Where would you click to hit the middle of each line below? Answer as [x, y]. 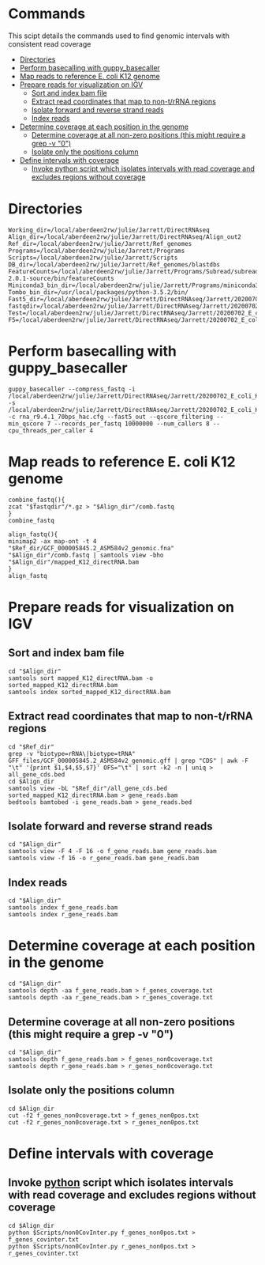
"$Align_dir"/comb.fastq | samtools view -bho [86, 555]
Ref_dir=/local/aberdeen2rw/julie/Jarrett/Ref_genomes [100, 244]
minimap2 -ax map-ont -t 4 [52, 541]
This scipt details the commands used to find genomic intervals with [119, 36]
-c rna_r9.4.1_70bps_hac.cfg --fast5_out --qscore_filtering [111, 417]
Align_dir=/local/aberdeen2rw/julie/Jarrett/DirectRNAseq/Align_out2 [125, 237]
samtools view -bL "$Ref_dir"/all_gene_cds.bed [88, 788]
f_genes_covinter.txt [44, 1239]
